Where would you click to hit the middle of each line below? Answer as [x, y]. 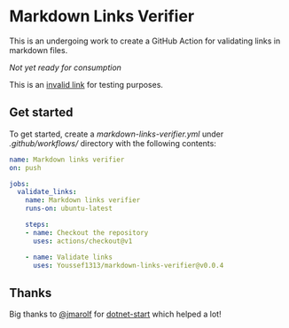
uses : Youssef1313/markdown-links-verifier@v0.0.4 [128, 265]
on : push [25, 168]
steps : [37, 224]
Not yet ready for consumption [66, 67]
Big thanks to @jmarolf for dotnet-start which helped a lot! [115, 314]
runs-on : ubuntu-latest [69, 209]
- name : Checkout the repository [87, 232]
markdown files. [39, 50]
